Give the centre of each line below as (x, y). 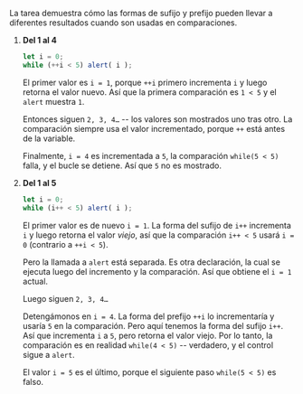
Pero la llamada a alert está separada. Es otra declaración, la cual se (151, 262)
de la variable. (49, 138)
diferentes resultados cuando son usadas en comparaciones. (123, 23)
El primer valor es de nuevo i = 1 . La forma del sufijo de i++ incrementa (157, 225)
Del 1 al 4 (39, 40)
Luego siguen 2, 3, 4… (65, 298)
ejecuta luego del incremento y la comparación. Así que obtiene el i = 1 (157, 271)
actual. (35, 281)
